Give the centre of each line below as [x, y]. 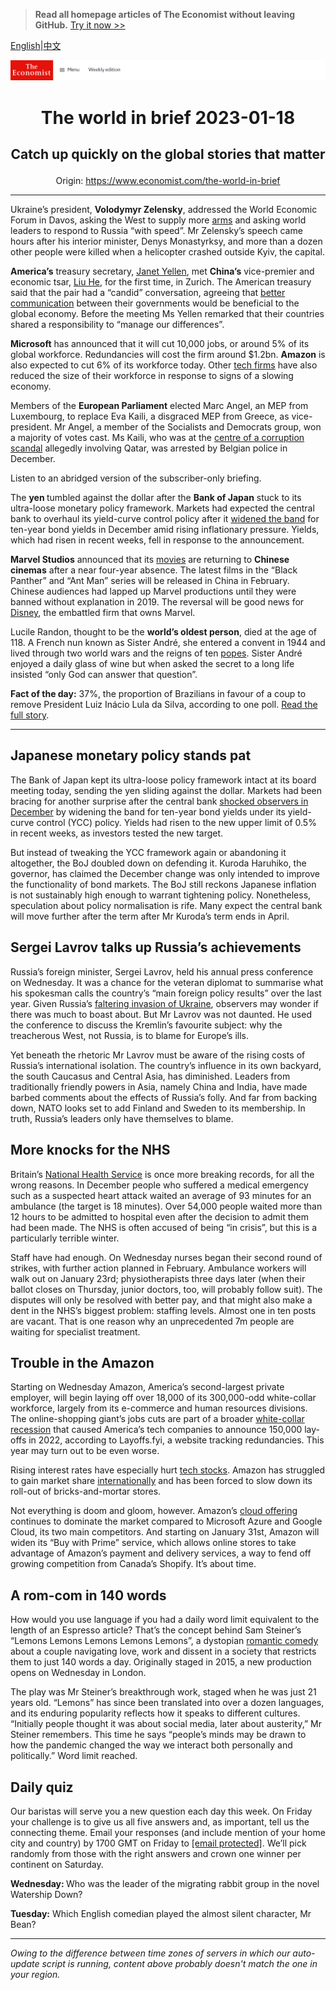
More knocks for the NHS [90, 1150]
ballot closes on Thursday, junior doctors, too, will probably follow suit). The [166, 1289]
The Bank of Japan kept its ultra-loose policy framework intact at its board [163, 780]
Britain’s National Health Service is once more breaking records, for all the [162, 1174]
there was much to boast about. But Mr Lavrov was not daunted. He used [161, 1014]
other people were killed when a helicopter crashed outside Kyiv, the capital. [167, 252]
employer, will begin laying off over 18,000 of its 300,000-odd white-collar [163, 1398]
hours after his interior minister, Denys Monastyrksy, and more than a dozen [166, 241]
